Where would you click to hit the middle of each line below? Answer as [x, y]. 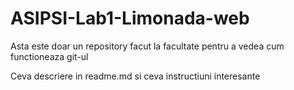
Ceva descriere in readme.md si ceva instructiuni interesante [135, 76]
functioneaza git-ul [49, 56]
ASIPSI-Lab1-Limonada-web [130, 18]
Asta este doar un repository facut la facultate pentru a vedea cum [147, 46]
